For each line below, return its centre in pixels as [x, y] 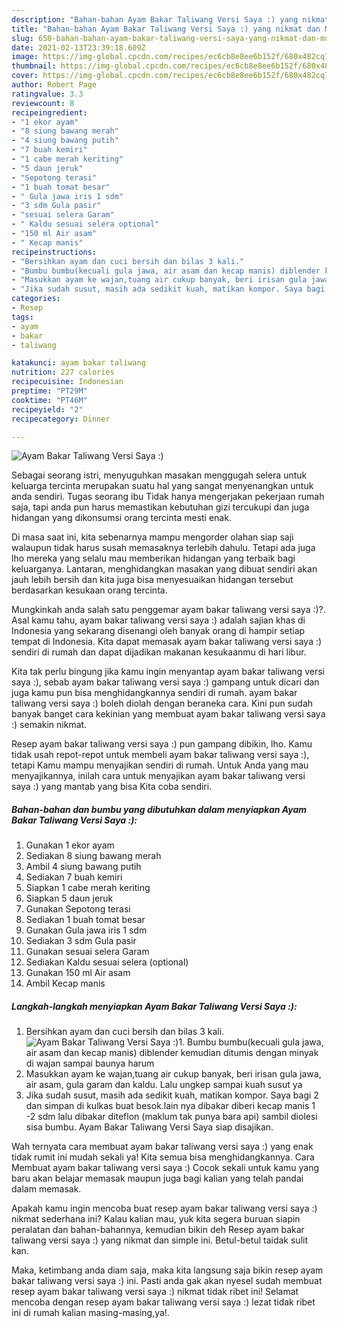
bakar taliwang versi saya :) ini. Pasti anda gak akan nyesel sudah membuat [167, 1281]
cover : [25, 76]
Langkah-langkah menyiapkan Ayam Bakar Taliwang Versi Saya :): [154, 1006]
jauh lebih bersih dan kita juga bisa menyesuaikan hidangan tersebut [152, 580]
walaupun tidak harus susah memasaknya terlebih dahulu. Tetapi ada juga [163, 548]
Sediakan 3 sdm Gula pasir [81, 941]
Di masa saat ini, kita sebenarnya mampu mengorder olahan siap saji [152, 537]
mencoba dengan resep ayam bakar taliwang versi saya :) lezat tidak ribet [163, 1302]
